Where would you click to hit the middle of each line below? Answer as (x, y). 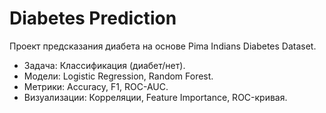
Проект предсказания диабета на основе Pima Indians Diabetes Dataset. (163, 46)
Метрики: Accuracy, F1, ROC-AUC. (96, 86)
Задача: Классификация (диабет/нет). (104, 65)
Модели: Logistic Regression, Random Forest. (118, 76)
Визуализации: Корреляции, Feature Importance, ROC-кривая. (155, 97)
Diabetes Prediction (93, 18)
